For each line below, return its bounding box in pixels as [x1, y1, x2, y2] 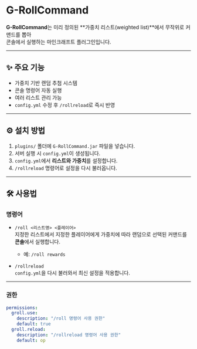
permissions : [6, 304, 38, 311]
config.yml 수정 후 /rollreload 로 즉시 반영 [14, 101, 116, 109]
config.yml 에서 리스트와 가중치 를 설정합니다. [14, 157, 118, 164]
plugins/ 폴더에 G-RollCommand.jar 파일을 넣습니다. [14, 142, 135, 150]
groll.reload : [11, 327, 46, 333]
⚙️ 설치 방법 [6, 126, 46, 135]
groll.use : [11, 310, 38, 316]
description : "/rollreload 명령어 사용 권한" [16, 332, 121, 338]
